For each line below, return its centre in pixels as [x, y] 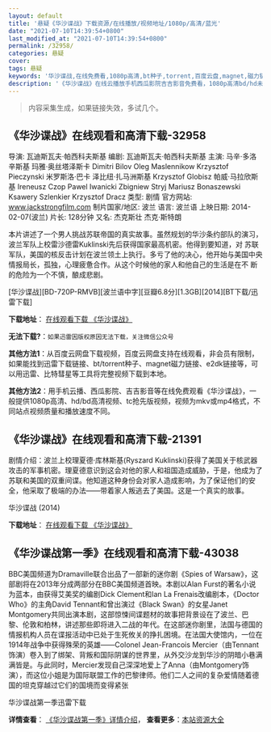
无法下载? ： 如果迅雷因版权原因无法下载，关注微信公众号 [91, 336]
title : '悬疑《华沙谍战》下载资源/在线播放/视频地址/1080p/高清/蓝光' [115, 23]
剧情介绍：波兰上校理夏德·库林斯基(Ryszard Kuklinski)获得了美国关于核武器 [133, 460]
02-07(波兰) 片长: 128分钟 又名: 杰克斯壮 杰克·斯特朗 [95, 217]
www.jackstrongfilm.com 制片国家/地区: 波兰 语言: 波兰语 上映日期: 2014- [130, 207]
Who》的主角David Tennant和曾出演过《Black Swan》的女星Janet [118, 604]
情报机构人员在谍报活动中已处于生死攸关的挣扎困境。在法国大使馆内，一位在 [135, 634]
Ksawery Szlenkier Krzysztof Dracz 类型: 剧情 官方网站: [100, 197]
